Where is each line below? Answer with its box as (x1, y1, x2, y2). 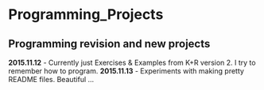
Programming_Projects (8, 6, 164, 24)
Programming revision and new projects (8, 37, 211, 51)
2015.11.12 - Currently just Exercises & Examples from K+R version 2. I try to (8, 58, 256, 67)
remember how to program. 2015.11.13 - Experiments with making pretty (8, 66, 245, 76)
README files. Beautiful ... (8, 75, 95, 84)
